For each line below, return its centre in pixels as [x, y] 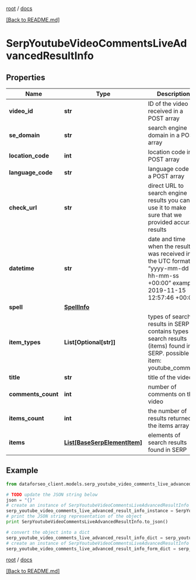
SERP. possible [169, 353]
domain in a [164, 135]
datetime [22, 268]
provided [160, 222]
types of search [169, 317]
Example [22, 471]
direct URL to [166, 186]
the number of [167, 411]
